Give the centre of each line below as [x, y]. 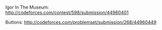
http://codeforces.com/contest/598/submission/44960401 [67, 12]
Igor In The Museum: [27, 7]
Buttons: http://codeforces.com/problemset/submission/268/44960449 [81, 22]
